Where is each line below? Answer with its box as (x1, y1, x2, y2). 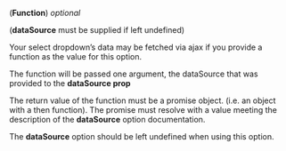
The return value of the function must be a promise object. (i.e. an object (9, 95, 276, 106)
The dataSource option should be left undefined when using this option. (9, 131, 274, 141)
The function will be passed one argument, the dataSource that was (9, 68, 258, 79)
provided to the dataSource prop (9, 78, 131, 88)
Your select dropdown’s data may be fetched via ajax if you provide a (9, 42, 263, 52)
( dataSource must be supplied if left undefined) (9, 25, 185, 35)
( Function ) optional (9, 8, 81, 18)
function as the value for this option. (9, 52, 143, 61)
